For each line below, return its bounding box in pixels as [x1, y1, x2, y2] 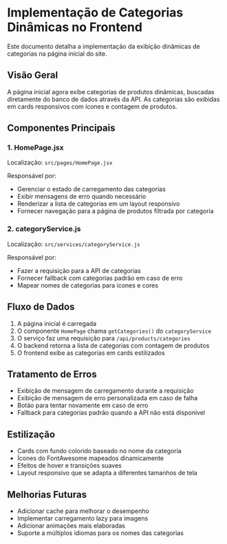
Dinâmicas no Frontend [7, 19, 143, 35]
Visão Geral [7, 69, 58, 81]
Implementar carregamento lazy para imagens [17, 514, 149, 522]
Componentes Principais [7, 122, 116, 134]
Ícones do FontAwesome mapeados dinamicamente [17, 454, 164, 462]
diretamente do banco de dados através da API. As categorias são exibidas [7, 95, 220, 103]
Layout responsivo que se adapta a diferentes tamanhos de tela [17, 469, 197, 477]
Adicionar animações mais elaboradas [17, 521, 126, 530]
